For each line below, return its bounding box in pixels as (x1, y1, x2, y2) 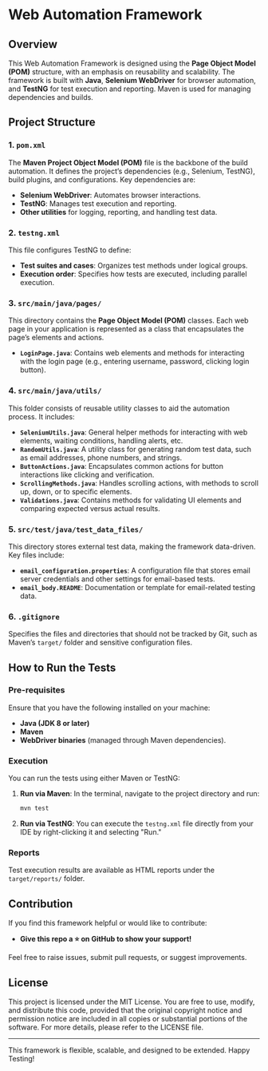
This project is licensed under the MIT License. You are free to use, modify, (8, 997, 255, 1006)
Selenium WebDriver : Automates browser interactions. (19, 190, 201, 200)
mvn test (19, 804, 49, 812)
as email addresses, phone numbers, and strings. (19, 453, 182, 462)
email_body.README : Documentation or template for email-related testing (19, 582, 256, 592)
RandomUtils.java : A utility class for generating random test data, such (19, 444, 251, 454)
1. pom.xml (8, 140, 46, 151)
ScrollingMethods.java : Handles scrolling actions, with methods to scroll (19, 478, 259, 488)
